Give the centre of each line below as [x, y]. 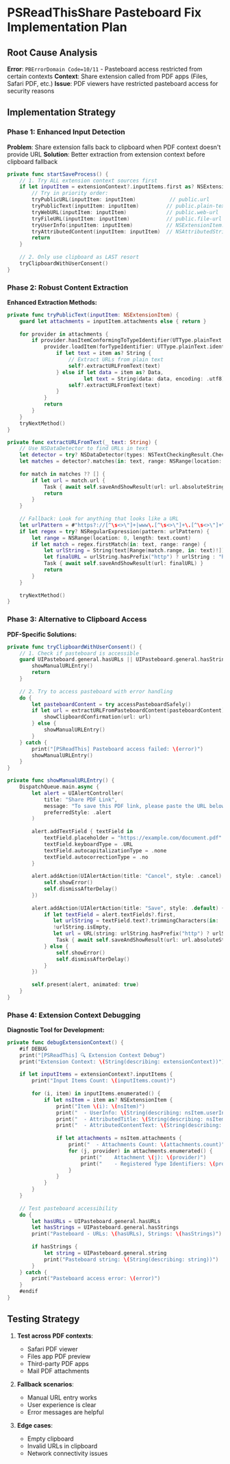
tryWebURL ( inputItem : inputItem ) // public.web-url [125, 212]
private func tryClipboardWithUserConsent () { [75, 647]
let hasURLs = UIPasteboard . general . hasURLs [96, 1221]
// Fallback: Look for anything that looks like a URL [99, 519]
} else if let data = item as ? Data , [110, 372]
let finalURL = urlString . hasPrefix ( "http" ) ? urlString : [129, 557]
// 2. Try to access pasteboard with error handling [96, 691]
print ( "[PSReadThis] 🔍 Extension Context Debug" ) [92, 1055]
